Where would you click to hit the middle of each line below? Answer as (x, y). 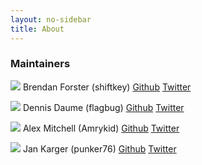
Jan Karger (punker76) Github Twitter (99, 148)
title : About (37, 29)
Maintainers (40, 64)
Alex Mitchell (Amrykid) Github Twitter (101, 128)
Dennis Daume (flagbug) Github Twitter (103, 107)
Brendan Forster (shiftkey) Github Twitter (107, 87)
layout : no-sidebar (51, 19)
